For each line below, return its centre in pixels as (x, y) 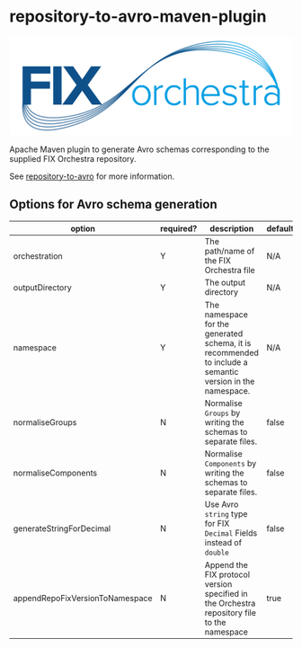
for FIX (217, 524)
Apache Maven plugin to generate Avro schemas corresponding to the (139, 149)
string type (226, 514)
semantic (222, 371)
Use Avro (222, 504)
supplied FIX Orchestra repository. (73, 158)
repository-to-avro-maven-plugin (138, 17)
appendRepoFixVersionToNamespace (83, 599)
